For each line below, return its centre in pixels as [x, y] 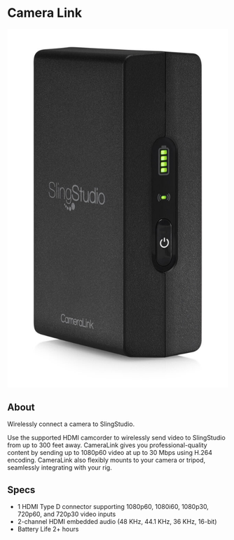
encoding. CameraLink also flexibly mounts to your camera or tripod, [106, 460]
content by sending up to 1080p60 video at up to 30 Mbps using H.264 [110, 453]
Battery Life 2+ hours [48, 529]
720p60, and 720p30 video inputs [67, 514]
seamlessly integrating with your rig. [60, 468]
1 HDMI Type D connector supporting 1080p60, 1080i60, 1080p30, [113, 507]
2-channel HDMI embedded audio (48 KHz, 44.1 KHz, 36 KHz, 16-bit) [117, 522]
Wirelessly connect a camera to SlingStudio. [71, 424]
